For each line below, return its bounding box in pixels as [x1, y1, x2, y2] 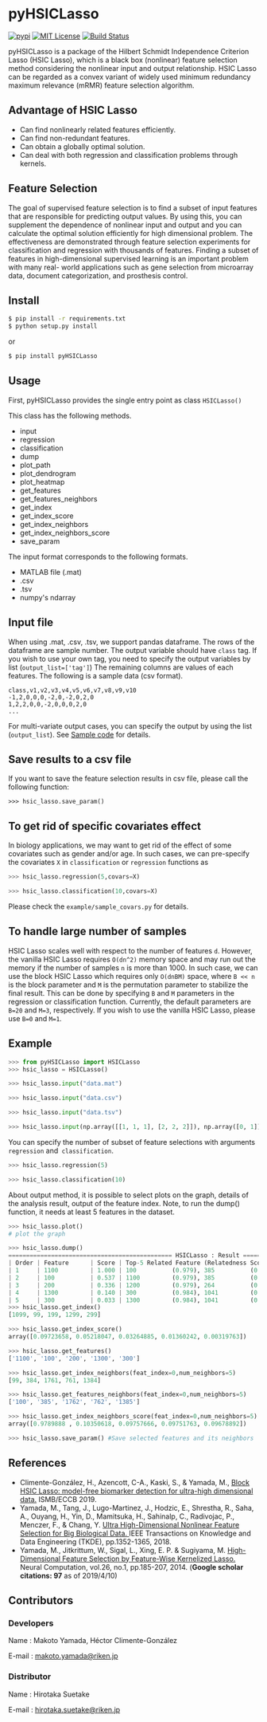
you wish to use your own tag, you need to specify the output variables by [8, 654, 251, 663]
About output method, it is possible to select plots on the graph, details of [8, 1189, 249, 1200]
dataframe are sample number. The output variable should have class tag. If [8, 645, 257, 655]
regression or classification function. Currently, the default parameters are [8, 997, 252, 1006]
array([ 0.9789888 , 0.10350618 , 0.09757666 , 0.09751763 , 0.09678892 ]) [8, 1420, 247, 1428]
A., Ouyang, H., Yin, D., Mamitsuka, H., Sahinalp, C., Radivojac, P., [19, 1512, 235, 1521]
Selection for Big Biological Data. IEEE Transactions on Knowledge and [19, 1528, 252, 1538]
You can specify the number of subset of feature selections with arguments [8, 1137, 256, 1146]
